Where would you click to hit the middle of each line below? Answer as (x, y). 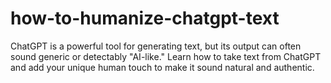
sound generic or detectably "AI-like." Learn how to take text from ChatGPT (166, 56)
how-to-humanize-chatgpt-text (145, 18)
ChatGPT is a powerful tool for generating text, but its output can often (156, 46)
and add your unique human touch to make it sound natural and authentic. (162, 67)
